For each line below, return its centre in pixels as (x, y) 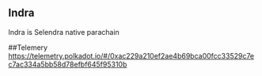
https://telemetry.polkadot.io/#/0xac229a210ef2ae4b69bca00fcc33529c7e (131, 55)
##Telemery (28, 47)
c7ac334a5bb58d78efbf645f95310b (68, 64)
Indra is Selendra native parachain (64, 32)
